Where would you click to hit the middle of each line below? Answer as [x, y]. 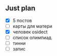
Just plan [20, 8]
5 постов [22, 20]
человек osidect [30, 32]
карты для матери [32, 26]
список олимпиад [32, 38]
